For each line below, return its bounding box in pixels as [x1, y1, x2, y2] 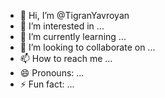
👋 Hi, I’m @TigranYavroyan [19, 10, 130, 21]
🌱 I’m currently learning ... [19, 31, 127, 42]
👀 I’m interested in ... [19, 20, 105, 32]
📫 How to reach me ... [19, 53, 113, 64]
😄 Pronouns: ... [19, 67, 85, 79]
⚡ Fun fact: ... [19, 78, 75, 90]
